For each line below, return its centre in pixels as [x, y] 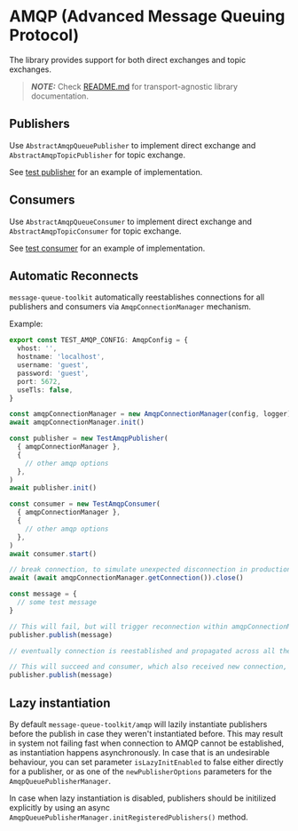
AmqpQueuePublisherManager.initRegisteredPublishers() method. [129, 817]
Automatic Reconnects [74, 276]
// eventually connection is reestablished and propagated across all [142, 651]
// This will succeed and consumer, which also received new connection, [149, 667]
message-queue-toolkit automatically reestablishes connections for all [137, 297]
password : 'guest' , [53, 373]
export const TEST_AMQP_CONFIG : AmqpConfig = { [99, 340]
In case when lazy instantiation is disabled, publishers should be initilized [143, 798]
